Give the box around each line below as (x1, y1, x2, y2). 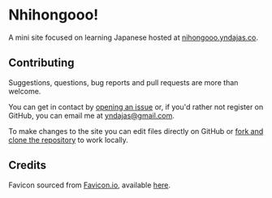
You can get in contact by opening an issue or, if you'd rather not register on (8, 101, 264, 111)
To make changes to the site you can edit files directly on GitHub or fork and (8, 126, 264, 136)
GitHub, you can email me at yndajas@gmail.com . (8, 110, 175, 120)
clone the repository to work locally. (8, 135, 128, 144)
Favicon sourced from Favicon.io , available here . (8, 180, 171, 190)
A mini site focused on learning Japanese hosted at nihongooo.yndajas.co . (8, 32, 258, 42)
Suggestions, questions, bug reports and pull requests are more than (8, 77, 239, 87)
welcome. (8, 86, 41, 96)
